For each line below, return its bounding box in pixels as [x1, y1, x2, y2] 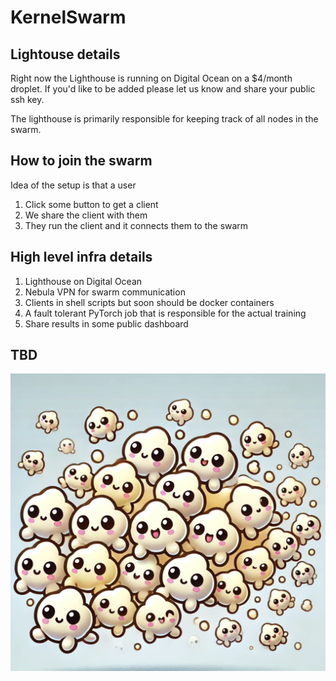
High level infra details [10, 249, 153, 266]
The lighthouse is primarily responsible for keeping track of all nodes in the [10, 113, 319, 125]
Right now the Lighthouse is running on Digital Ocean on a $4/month [10, 72, 293, 84]
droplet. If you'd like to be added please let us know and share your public [10, 83, 316, 95]
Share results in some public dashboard [24, 317, 189, 330]
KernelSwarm [10, 6, 127, 29]
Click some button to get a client [24, 198, 159, 210]
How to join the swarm [10, 152, 153, 170]
